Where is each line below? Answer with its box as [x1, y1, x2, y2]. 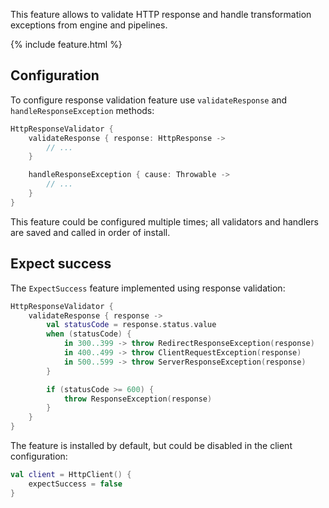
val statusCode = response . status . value [46, 320, 217, 330]
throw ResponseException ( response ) [63, 394, 213, 404]
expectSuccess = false [28, 479, 123, 489]
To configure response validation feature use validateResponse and [10, 94, 288, 106]
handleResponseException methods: [10, 104, 155, 116]
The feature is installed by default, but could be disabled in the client [10, 440, 293, 451]
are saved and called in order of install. [10, 226, 171, 238]
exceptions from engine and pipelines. [10, 19, 168, 31]
